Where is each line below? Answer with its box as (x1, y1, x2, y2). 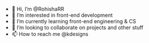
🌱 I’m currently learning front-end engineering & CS (11, 18, 137, 24)
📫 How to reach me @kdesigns (11, 31, 89, 37)
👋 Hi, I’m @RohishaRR (11, 6, 65, 12)
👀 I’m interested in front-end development (11, 12, 113, 19)
